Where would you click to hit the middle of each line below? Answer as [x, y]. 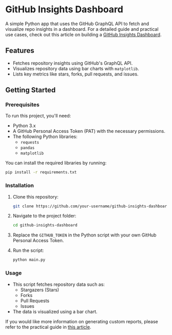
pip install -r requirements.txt [41, 172]
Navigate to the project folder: [44, 216]
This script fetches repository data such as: [59, 284]
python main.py [29, 260]
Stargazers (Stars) [40, 290]
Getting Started [31, 90]
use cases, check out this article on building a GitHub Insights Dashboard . [83, 34]
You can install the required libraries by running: [56, 163]
